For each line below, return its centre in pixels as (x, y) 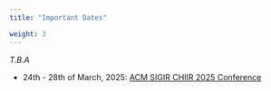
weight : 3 (28, 34)
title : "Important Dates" (58, 18)
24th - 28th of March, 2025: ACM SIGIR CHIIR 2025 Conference (142, 77)
